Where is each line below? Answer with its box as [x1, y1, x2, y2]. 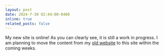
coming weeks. [5, 45, 36, 51]
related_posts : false [5, 21, 50, 26]
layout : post [5, 7, 32, 12]
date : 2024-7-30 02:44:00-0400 [5, 12, 70, 17]
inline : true [5, 16, 32, 21]
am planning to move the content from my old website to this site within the [5, 40, 159, 46]
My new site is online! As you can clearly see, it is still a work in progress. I [5, 35, 158, 41]
